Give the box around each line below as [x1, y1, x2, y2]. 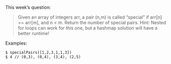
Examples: [5, 40, 27, 46]
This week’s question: [5, 5, 51, 10]
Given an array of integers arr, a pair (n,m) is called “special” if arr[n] [17, 14, 162, 20]
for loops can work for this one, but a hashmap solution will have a [17, 25, 158, 31]
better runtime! [17, 30, 50, 36]
